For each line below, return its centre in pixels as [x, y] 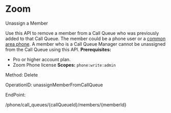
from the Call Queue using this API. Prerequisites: [58, 49]
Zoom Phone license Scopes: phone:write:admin [64, 65]
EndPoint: [15, 95]
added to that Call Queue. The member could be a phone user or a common [85, 39]
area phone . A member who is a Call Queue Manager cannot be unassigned [85, 44]
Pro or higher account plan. [42, 59]
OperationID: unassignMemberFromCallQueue [54, 85]
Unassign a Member [27, 23]
